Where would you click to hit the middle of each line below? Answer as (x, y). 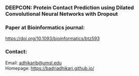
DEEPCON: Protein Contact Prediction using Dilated (69, 8)
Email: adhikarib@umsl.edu (34, 63)
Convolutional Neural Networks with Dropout (62, 14)
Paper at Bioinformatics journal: (45, 27)
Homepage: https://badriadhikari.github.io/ (50, 68)
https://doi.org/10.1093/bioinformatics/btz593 (53, 39)
